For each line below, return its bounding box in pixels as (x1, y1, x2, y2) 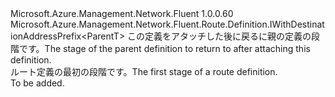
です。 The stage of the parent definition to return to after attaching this (18, 43, 311, 54)
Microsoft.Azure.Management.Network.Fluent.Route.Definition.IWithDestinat (10, 18, 325, 30)
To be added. (10, 77, 65, 89)
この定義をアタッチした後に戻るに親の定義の (127, 30, 312, 42)
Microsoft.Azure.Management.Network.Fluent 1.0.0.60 (10, 8, 234, 19)
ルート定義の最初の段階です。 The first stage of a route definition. (10, 66, 278, 77)
